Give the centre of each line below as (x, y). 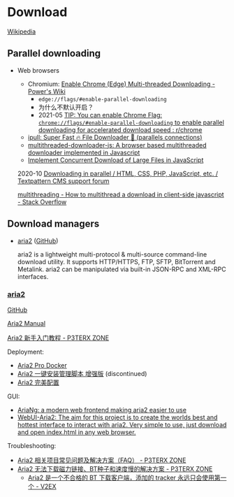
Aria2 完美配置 (38, 382)
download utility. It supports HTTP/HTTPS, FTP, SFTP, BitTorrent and (116, 261)
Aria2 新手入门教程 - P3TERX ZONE (58, 338)
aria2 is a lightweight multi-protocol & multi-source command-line (112, 254)
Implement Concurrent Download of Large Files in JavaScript (116, 160)
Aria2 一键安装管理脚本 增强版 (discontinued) (82, 373)
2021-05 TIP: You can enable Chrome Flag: (100, 115)
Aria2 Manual (27, 323)
